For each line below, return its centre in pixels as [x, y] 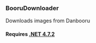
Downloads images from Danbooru [48, 21]
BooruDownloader [32, 8]
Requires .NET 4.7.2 [30, 34]
